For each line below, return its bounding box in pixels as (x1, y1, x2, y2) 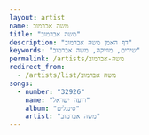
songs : (9, 79, 34, 88)
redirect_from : (9, 63, 66, 72)
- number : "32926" (17, 87, 86, 96)
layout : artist (9, 12, 66, 22)
